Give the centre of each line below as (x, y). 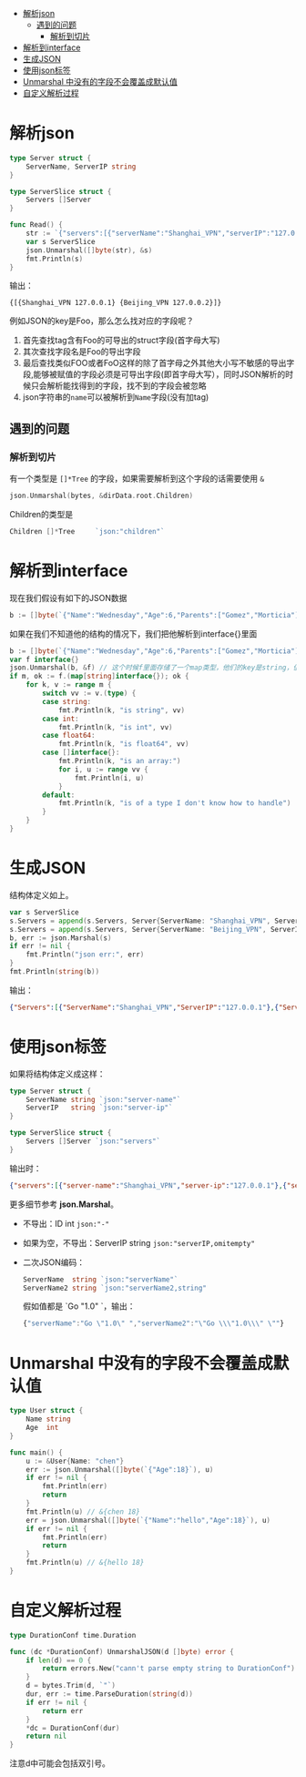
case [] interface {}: (81, 753)
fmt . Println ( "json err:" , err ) (85, 955)
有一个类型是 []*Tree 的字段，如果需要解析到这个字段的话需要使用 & (137, 479)
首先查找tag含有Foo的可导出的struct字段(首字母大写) (121, 341)
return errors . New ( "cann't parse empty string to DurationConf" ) (169, 1669)
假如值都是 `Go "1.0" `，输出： (79, 1306)
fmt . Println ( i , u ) (109, 778)
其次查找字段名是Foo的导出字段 (82, 352)
